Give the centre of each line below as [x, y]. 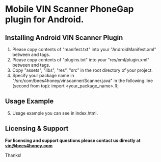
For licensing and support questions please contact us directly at [73, 140]
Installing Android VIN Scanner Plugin [64, 38]
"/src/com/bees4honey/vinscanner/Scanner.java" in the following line [82, 81]
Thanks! [13, 155]
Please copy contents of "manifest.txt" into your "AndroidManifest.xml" [84, 49]
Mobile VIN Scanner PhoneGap [69, 9]
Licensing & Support [37, 129]
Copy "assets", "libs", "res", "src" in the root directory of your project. [82, 70]
